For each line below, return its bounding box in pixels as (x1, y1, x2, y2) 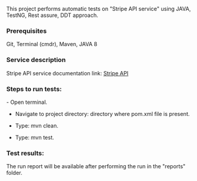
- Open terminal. (6, 98, 47, 106)
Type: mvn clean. (15, 121, 59, 129)
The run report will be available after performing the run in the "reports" (6, 163, 186, 170)
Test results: (6, 149, 44, 157)
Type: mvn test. (15, 134, 55, 141)
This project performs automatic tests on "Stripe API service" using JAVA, (6, 5, 192, 12)
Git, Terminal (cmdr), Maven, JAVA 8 (6, 41, 97, 48)
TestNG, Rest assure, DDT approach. (6, 12, 98, 19)
